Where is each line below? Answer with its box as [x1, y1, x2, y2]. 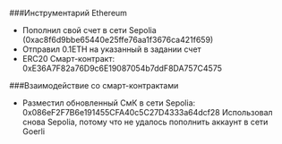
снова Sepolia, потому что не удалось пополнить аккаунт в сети [21, 116, 269, 127]
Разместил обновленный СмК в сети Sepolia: [21, 97, 196, 108]
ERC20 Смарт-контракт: [21, 54, 115, 64]
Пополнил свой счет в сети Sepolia [21, 25, 157, 35]
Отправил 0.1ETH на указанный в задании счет [21, 44, 201, 55]
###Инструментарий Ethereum [9, 8, 128, 18]
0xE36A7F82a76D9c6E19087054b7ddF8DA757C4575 [21, 63, 222, 73]
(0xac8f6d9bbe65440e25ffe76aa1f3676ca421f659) [21, 35, 214, 45]
